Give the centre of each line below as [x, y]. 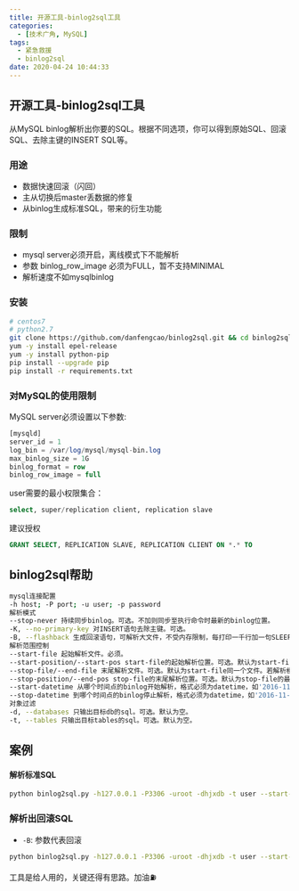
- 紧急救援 [35, 51]
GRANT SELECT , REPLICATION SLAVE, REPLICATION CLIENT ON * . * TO [131, 545]
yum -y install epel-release [63, 347]
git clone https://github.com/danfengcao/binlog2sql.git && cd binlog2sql [151, 338]
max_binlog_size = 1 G [49, 458]
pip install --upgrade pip [59, 363]
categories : [31, 26]
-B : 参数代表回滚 [52, 839]
